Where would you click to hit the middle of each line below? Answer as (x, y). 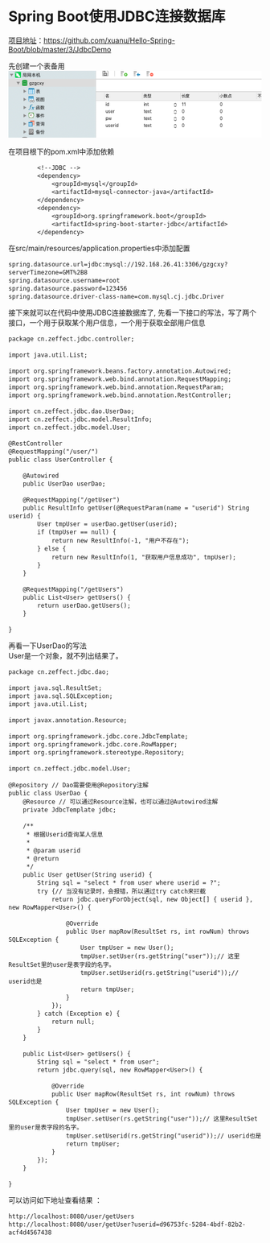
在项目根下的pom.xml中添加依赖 (61, 152)
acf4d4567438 (30, 1233)
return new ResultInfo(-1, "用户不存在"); (121, 541)
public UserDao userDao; (64, 484)
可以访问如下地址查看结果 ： (55, 1200)
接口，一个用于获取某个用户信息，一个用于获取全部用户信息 (107, 323)
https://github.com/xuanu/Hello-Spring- (109, 40)
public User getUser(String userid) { (88, 875)
